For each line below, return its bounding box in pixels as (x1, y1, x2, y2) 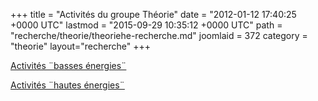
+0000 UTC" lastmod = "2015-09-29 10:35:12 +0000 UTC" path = (10, 19, 283, 31)
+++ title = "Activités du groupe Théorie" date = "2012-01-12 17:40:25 (10, 9, 297, 20)
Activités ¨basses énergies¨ (10, 60, 127, 71)
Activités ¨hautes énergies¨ (10, 79, 125, 91)
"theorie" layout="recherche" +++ (10, 40, 151, 52)
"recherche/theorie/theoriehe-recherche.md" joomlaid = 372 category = (10, 30, 308, 41)
